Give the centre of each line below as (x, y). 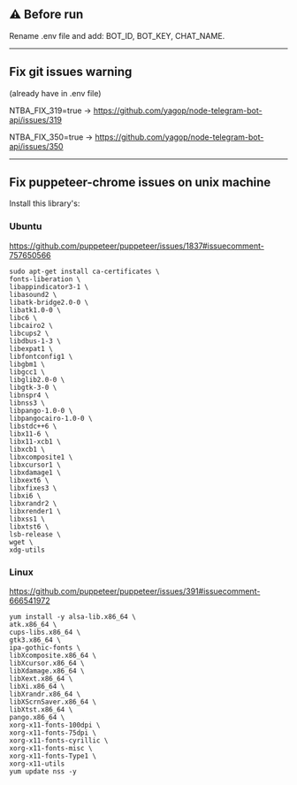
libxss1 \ (27, 519)
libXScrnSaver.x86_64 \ (53, 702)
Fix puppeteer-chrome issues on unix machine (140, 183)
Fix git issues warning (71, 72)
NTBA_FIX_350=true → (51, 137)
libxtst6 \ (29, 526)
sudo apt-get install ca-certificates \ (85, 271)
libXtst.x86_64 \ (41, 710)
